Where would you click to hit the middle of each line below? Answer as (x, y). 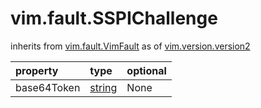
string (103, 87)
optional (146, 70)
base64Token (48, 87)
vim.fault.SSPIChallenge (114, 18)
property (37, 70)
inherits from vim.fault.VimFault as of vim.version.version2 (130, 46)
